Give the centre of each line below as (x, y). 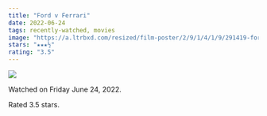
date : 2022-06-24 (37, 23)
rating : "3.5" (32, 52)
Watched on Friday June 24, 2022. (65, 89)
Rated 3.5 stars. (34, 105)
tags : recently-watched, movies (62, 30)
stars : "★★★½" (32, 45)
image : (19, 37)
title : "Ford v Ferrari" (49, 15)
